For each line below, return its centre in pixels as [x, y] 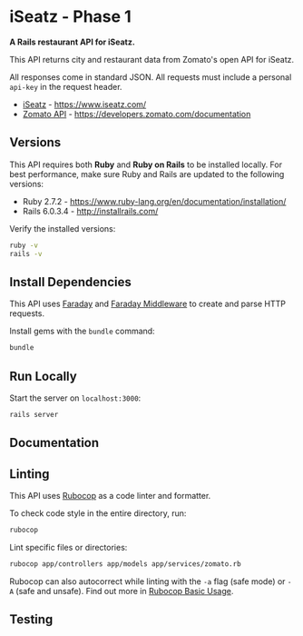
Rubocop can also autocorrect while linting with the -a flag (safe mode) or [147, 581]
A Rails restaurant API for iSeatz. [73, 42]
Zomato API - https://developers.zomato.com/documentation [137, 114]
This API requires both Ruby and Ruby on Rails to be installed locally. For [146, 164]
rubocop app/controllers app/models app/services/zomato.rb [126, 564]
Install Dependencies [70, 282]
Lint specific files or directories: [68, 547]
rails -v [26, 253]
